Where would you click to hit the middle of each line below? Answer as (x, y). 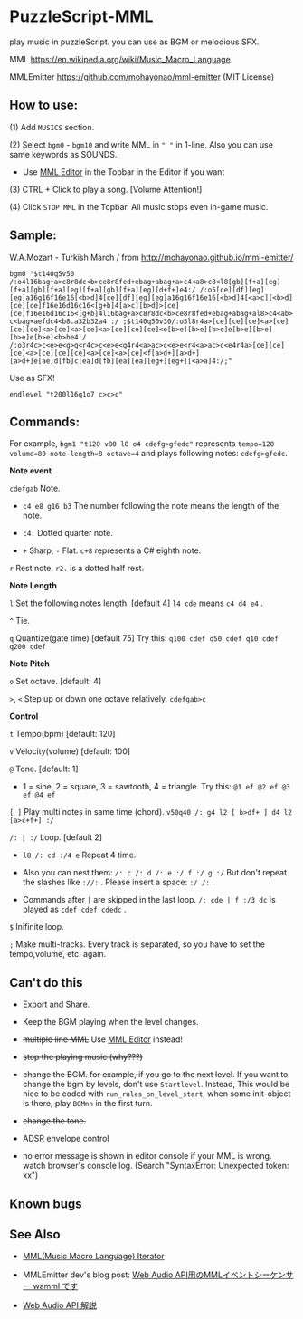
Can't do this (46, 983)
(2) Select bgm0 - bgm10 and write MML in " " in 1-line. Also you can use (142, 144)
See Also (35, 1234)
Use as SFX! (32, 378)
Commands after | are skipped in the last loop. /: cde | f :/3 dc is (149, 900)
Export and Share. (56, 1004)
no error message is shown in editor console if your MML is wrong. (147, 1156)
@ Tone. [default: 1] (44, 769)
